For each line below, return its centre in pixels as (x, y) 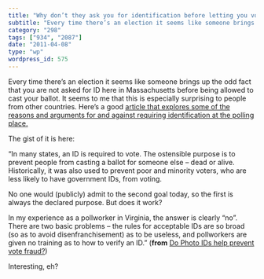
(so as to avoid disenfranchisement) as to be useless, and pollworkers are (128, 234)
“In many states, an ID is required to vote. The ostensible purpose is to (122, 153)
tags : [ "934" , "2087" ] (45, 37)
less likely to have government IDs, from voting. (85, 178)
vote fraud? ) (28, 251)
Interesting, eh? (33, 266)
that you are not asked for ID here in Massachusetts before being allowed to (131, 90)
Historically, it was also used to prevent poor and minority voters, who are (127, 171)
